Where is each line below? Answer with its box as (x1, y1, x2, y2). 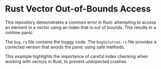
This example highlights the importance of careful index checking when (5, 53, 148, 59)
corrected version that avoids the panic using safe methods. (5, 44, 125, 50)
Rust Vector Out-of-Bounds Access (5, 3, 151, 14)
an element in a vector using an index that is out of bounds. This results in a (5, 24, 156, 30)
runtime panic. (5, 29, 34, 35)
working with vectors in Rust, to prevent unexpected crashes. (5, 58, 128, 64)
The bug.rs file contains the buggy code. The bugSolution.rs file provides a (5, 39, 157, 44)
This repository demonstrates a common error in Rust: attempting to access (5, 19, 157, 25)
